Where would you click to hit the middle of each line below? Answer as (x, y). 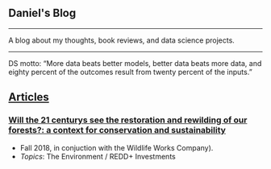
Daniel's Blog (42, 13)
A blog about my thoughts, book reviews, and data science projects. (122, 40)
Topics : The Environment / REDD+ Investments (98, 156)
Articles (29, 97)
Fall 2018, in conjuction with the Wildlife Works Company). (117, 147)
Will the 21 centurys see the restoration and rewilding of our (128, 120)
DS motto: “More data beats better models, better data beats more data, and (135, 63)
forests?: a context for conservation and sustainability (117, 130)
